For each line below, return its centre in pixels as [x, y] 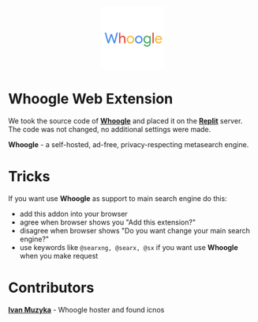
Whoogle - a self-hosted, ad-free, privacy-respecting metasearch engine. [129, 144]
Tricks [29, 177]
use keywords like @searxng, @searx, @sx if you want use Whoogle [129, 247]
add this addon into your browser [73, 214]
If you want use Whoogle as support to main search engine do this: [118, 198]
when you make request [59, 256]
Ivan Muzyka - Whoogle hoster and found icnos [86, 309]
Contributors [51, 288]
